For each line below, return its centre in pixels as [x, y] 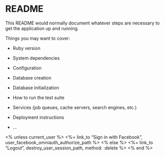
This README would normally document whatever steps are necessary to [82, 23]
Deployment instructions [38, 117]
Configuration [27, 68]
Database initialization [36, 88]
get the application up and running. [42, 28]
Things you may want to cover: [38, 38]
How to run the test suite [38, 97]
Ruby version [26, 48]
